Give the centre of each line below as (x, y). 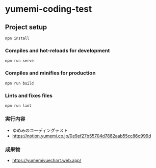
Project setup (26, 27)
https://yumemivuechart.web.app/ (47, 161)
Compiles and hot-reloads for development (58, 50)
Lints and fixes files (29, 96)
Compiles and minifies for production (50, 73)
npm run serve (20, 61)
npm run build (20, 83)
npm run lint (18, 106)
